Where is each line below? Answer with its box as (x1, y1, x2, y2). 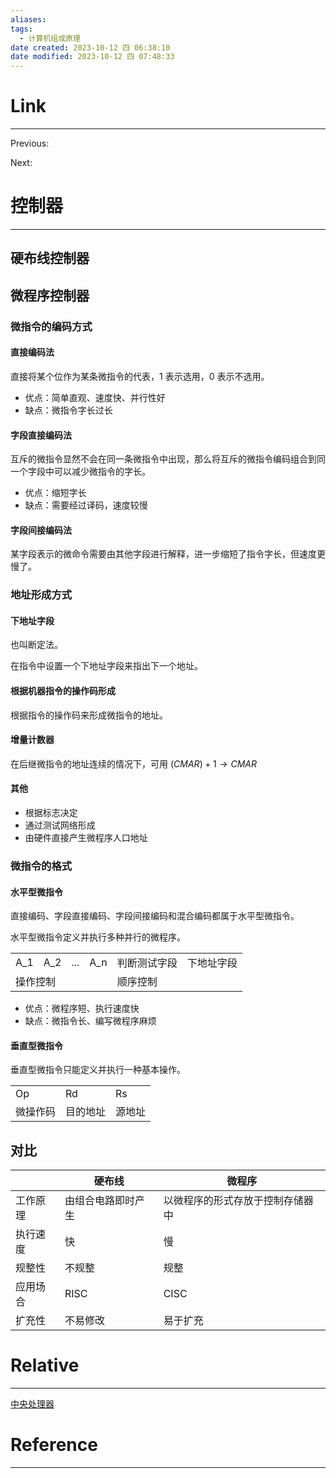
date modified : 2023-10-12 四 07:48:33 (10, 52, 175, 62)
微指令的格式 (10, 859, 73, 873)
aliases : (10, 14, 47, 25)
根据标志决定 (24, 807, 78, 819)
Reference (10, 1434, 98, 1456)
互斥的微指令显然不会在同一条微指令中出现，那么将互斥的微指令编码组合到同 (10, 453, 326, 465)
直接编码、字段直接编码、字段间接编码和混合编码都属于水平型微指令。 (10, 910, 300, 922)
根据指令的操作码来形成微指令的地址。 (10, 709, 168, 721)
